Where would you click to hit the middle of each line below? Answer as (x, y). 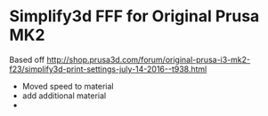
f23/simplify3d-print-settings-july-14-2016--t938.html (108, 69)
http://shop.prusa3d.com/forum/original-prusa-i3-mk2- (149, 59)
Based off (27, 59)
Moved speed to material (68, 86)
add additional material (64, 96)
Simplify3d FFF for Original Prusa (134, 16)
